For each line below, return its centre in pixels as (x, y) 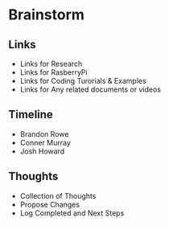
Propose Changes (50, 204)
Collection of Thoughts (58, 195)
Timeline (31, 115)
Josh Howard (42, 151)
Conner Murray (45, 142)
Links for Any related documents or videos (90, 89)
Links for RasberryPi (54, 72)
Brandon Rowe (44, 134)
